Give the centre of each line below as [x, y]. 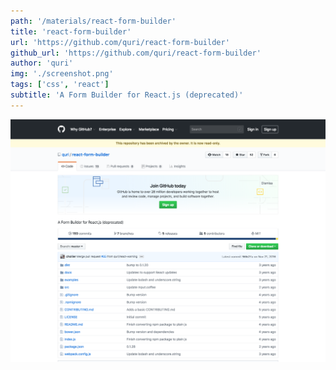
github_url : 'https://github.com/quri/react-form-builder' [136, 53]
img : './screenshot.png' [62, 74]
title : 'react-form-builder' [71, 31]
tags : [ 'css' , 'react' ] [60, 85]
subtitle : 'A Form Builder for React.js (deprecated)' [127, 95]
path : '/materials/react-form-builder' [93, 21]
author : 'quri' [42, 63]
